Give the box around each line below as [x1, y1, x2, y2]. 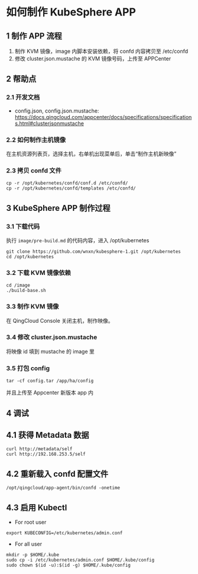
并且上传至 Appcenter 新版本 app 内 [6, 389, 93, 396]
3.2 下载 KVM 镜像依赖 [6, 268, 71, 277]
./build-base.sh [6, 288, 46, 294]
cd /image [6, 283, 31, 288]
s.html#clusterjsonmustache [14, 120, 85, 127]
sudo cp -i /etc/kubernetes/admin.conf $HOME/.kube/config [6, 557, 155, 563]
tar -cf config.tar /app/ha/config [6, 378, 94, 384]
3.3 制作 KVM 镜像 [6, 303, 59, 311]
